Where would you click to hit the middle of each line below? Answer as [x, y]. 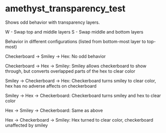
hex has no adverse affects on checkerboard [51, 86]
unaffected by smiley [27, 125]
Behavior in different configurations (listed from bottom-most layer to [76, 41]
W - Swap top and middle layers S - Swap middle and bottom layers [74, 32]
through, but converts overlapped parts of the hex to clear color [70, 71]
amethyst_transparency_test [65, 9]
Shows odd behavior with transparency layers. [53, 22]
